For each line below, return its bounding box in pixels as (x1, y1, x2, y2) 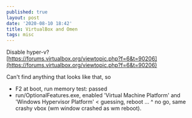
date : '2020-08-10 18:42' (6, 20, 72, 26)
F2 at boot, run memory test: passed (15, 85, 108, 92)
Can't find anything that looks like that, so (6, 73, 111, 81)
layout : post (6, 15, 40, 21)
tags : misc (6, 32, 34, 38)
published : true (6, 9, 48, 15)
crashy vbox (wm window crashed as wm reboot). (15, 105, 142, 112)
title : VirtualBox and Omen (6, 26, 78, 32)
